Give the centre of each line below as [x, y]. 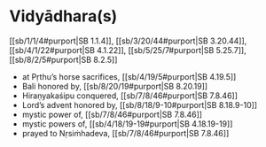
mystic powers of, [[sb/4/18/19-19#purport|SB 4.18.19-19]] [127, 124]
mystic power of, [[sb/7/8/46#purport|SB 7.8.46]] [112, 114]
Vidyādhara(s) [63, 16]
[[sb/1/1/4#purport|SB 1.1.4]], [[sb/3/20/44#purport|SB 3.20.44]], [128, 41]
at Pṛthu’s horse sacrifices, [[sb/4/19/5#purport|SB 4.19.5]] [129, 76]
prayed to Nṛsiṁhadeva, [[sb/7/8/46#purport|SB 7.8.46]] [125, 133]
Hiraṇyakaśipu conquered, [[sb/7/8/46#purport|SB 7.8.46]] [129, 96]
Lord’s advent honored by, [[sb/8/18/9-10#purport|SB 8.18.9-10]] [140, 104]
